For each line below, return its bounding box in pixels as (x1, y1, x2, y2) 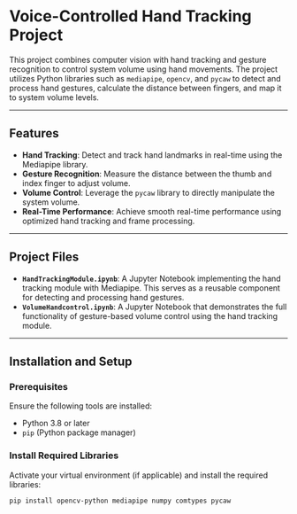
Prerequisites (9, 380, 68, 393)
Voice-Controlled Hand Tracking (9, 6, 252, 27)
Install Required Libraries (9, 449, 119, 462)
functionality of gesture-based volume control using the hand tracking (21, 310, 278, 321)
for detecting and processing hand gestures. (21, 292, 185, 302)
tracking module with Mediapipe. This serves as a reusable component (21, 282, 281, 293)
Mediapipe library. (21, 159, 88, 169)
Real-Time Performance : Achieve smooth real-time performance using (21, 206, 282, 216)
